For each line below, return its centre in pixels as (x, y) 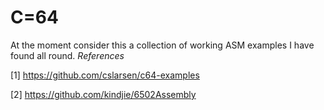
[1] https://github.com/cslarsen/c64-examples (105, 75)
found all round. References (67, 55)
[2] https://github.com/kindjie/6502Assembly (103, 94)
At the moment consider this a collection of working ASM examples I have (162, 45)
